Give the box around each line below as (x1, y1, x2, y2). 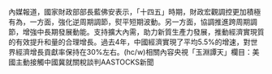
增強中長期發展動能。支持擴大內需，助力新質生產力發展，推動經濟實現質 (22, 27, 265, 36)
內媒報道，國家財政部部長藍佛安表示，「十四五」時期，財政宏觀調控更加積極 (8, 7, 261, 16)
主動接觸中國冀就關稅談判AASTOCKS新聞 (15, 57, 154, 67)
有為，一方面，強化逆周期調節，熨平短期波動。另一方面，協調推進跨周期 (8, 17, 250, 27)
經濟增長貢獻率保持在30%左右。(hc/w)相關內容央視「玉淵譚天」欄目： (15, 47, 253, 56)
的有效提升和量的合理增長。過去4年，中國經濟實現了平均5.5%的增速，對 (8, 37, 251, 47)
